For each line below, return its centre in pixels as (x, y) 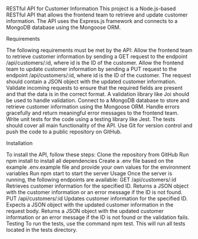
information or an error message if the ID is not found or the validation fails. (98, 217)
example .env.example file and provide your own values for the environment (98, 167)
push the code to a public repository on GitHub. (64, 132)
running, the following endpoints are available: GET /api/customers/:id (91, 180)
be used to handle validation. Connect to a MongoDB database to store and (98, 100)
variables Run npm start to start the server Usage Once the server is (89, 173)
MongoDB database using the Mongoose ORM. (64, 27)
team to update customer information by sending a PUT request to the (92, 69)
